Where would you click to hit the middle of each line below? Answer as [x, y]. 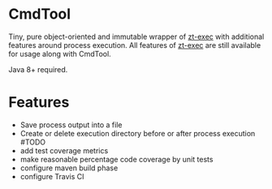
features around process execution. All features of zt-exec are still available [135, 45]
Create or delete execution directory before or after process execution [138, 133]
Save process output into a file [71, 125]
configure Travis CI [52, 176]
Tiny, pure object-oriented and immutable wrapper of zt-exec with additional [136, 37]
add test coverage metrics [64, 150]
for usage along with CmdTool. [60, 54]
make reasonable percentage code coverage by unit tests [117, 159]
